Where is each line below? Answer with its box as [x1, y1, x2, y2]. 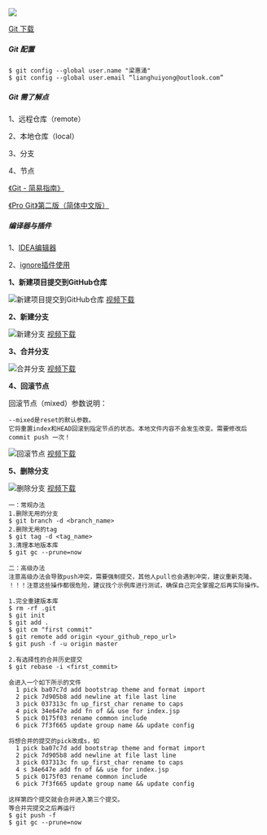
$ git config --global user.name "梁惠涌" [8, 66, 151, 75]
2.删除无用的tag [8, 525, 58, 533]
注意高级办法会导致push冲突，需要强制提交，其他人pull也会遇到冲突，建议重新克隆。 [8, 572, 256, 581]
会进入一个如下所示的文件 [8, 678, 81, 687]
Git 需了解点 [8, 92, 49, 102]
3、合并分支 [8, 346, 50, 356]
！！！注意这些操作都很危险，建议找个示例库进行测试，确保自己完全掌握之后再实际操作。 [8, 581, 263, 589]
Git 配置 [8, 44, 35, 54]
